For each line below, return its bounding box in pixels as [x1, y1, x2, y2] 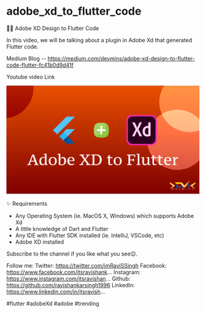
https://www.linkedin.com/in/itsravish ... [6, 288, 105, 295]
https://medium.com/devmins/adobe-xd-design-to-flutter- [47, 55, 195, 62]
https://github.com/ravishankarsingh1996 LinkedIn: [6, 282, 135, 289]
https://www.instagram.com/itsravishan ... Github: [6, 275, 131, 282]
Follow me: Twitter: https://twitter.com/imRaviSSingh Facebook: [6, 262, 167, 270]
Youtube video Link [6, 73, 55, 80]
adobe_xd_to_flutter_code [6, 4, 142, 18]
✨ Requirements [6, 200, 48, 208]
